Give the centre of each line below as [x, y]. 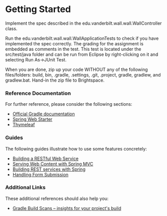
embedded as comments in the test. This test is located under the [73, 49]
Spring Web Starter [32, 119]
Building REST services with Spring [49, 169]
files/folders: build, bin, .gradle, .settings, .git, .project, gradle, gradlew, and [83, 75]
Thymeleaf [24, 125]
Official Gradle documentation [44, 114]
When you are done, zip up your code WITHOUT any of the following [77, 69]
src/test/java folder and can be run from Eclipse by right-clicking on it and [82, 54]
